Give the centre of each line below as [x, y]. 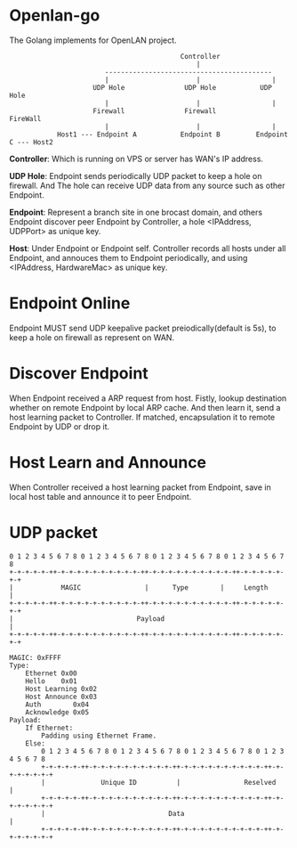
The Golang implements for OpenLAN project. [93, 40]
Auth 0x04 [57, 705]
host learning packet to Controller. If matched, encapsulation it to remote [142, 417]
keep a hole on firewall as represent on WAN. [92, 337]
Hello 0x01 [51, 681]
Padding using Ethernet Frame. [99, 736]
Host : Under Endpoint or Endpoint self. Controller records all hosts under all [148, 248]
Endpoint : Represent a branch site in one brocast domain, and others [136, 212]
